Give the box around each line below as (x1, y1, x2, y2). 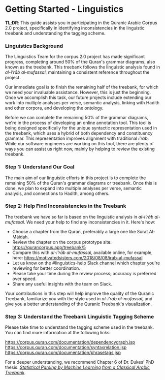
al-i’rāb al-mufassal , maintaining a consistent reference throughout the (5, 69, 150, 75)
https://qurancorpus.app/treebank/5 (12, 244, 86, 250)
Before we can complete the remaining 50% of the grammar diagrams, (5, 115, 149, 121)
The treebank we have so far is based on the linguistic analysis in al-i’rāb (5, 214, 154, 220)
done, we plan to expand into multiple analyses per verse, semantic (5, 185, 142, 191)
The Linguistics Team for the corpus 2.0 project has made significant (5, 54, 145, 60)
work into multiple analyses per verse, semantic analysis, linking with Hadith (5, 100, 160, 106)
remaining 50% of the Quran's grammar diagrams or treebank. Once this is (5, 180, 157, 186)
